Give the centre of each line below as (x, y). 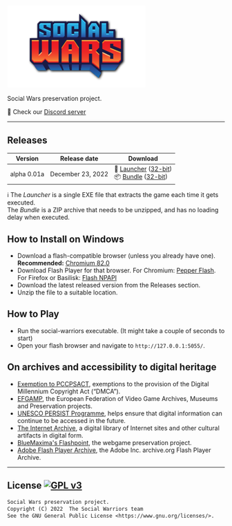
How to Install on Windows (66, 239)
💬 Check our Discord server (47, 112)
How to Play (33, 314)
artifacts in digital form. (50, 435)
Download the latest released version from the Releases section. (109, 285)
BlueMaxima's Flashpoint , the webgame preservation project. (104, 442)
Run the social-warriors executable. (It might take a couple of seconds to (121, 330)
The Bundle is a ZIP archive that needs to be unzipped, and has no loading (113, 210)
